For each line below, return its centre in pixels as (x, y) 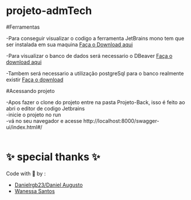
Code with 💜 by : (26, 173)
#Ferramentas (23, 27)
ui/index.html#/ (24, 127)
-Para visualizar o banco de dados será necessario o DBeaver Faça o (89, 56)
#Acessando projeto (30, 91)
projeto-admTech (49, 11)
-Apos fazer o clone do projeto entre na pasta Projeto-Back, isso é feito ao (95, 102)
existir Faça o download (35, 80)
